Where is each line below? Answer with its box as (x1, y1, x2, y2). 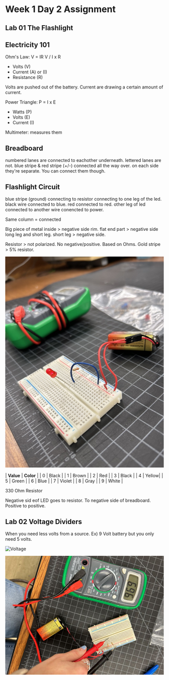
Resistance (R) (12, 74, 43, 80)
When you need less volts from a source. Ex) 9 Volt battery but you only (5, 531, 154, 537)
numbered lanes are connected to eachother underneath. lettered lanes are (5, 157, 161, 163)
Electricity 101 (5, 40, 50, 49)
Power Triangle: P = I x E (5, 99, 56, 105)
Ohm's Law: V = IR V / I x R (5, 54, 61, 60)
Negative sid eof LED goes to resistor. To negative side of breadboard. (5, 497, 151, 503)
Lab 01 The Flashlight (5, 24, 73, 32)
